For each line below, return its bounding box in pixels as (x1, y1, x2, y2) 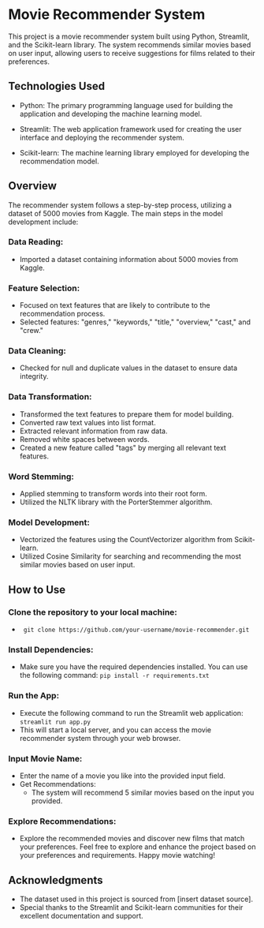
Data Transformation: (8, 391, 92, 402)
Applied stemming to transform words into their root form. (19, 489, 207, 499)
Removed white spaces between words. (19, 434, 150, 443)
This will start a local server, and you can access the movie (19, 724, 211, 735)
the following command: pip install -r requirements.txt (19, 671, 210, 680)
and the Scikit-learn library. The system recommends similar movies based (8, 39, 251, 49)
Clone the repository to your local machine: (8, 606, 177, 617)
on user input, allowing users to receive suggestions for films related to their (8, 48, 256, 58)
